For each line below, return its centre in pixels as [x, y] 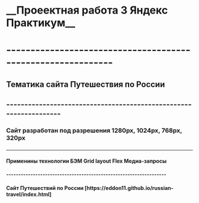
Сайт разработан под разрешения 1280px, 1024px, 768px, [94, 131]
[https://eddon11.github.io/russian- [129, 188]
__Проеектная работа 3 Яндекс [87, 10]
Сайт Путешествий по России [45, 188]
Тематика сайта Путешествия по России [86, 84]
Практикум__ [41, 23]
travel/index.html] [29, 194]
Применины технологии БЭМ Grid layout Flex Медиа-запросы [86, 161]
